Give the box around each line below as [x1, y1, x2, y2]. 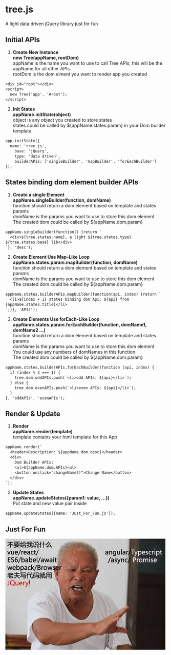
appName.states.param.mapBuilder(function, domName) [12, 259, 138, 265]
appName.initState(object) [12, 111, 71, 118]
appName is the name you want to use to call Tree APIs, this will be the [12, 60, 163, 66]
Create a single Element [12, 191, 65, 198]
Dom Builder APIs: [14, 460, 54, 465]
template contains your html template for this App [12, 434, 118, 440]
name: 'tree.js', [10, 143, 47, 148]
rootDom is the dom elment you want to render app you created [12, 71, 147, 77]
